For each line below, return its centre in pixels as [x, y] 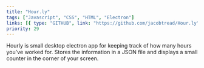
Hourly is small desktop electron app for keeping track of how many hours [99, 46]
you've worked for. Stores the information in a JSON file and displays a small [102, 52]
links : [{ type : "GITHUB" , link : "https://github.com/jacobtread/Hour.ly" [103, 23]
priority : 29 [23, 29]
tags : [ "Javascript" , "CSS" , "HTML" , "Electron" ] [70, 17]
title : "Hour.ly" [28, 12]
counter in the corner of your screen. [53, 58]
